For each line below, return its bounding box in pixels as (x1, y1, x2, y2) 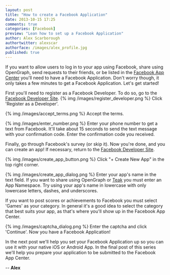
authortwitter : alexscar (5, 41, 58, 46)
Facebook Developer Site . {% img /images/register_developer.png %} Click (5, 95, 162, 101)
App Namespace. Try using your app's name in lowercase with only (5, 182, 147, 188)
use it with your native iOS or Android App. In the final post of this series (5, 244, 156, 250)
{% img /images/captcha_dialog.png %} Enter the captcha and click (5, 223, 147, 229)
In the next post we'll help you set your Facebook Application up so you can (5, 238, 164, 245)
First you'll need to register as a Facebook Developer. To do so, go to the (5, 90, 157, 96)
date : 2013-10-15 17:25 (5, 17, 56, 22)
